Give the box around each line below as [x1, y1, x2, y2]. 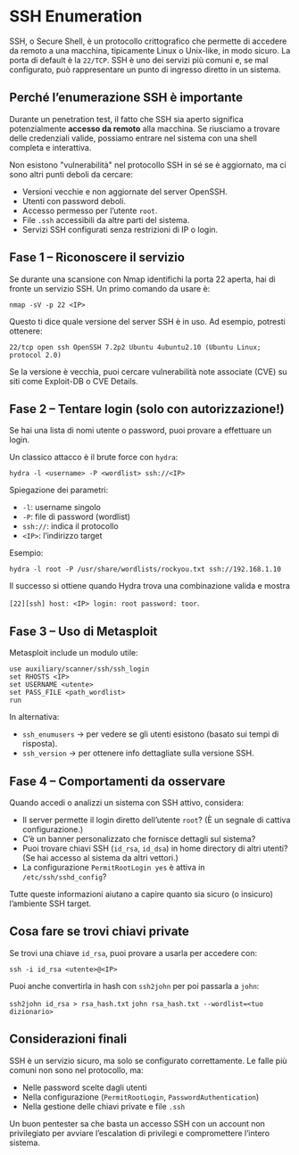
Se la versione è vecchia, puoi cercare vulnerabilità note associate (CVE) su [9, 366, 287, 376]
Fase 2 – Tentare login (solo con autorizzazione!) [9, 401, 285, 417]
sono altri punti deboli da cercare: [9, 169, 134, 179]
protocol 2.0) [9, 351, 62, 359]
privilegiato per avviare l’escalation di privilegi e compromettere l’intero [9, 1127, 270, 1138]
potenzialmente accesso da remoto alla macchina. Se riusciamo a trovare [9, 123, 280, 134]
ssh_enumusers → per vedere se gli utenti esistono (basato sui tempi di [21, 729, 279, 739]
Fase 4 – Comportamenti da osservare [9, 773, 226, 788]
